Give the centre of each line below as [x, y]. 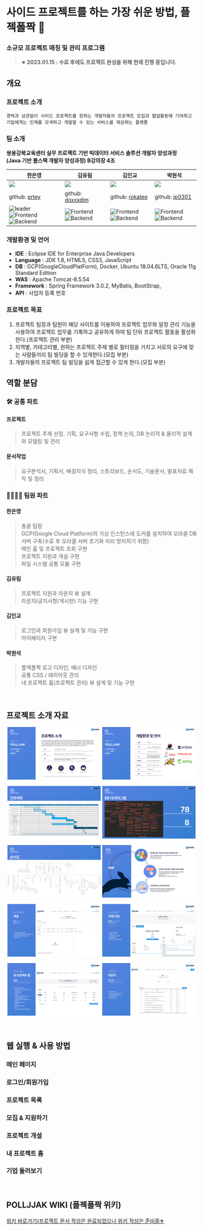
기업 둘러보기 [24, 1171]
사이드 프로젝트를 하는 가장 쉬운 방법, [92, 12]
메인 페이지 [21, 1064]
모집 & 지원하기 [27, 1117]
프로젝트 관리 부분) [50, 339]
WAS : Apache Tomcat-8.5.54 [52, 279]
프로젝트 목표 [24, 310]
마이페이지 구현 [39, 638]
